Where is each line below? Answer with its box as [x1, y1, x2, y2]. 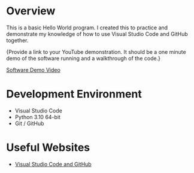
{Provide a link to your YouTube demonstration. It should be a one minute [6, 48, 187, 55]
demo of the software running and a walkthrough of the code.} [6, 54, 160, 62]
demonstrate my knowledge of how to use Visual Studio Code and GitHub [6, 30, 189, 37]
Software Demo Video [6, 66, 61, 73]
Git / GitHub [14, 120, 44, 127]
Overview [6, 4, 56, 18]
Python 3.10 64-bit [14, 113, 61, 120]
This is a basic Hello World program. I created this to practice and [6, 24, 168, 31]
